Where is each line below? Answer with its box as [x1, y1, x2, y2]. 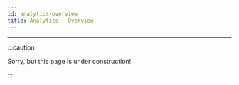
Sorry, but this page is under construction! [7, 57, 132, 65]
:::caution [7, 43, 36, 52]
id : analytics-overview [7, 10, 78, 18]
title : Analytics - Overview [7, 17, 94, 24]
